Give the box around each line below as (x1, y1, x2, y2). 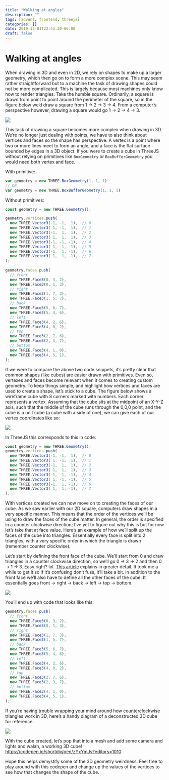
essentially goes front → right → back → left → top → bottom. (5, 580, 133, 586)
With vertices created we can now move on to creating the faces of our (5, 500, 153, 506)
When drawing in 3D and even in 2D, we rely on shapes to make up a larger (5, 69, 162, 75)
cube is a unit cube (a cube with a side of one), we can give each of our (5, 409, 154, 415)
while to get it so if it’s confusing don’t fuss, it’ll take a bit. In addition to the (5, 569, 160, 575)
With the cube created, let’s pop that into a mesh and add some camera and (5, 737, 163, 744)
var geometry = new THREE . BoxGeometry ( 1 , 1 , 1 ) (5, 178, 107, 183)
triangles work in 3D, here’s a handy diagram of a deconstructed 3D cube (5, 713, 158, 719)
